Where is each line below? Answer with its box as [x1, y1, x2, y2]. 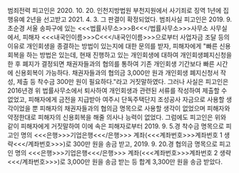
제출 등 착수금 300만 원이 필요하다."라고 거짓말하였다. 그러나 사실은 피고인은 [16, 78, 229, 85]
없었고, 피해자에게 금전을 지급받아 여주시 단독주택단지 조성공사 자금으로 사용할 [7, 95, 225, 103]
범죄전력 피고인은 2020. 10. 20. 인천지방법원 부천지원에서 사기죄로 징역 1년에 [7, 6, 222, 14]
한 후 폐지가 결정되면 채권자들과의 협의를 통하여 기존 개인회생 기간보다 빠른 [7, 60, 215, 68]
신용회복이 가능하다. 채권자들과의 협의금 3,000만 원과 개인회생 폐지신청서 [14, 68, 219, 77]
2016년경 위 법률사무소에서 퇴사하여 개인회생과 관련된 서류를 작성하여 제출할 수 [7, 86, 228, 95]
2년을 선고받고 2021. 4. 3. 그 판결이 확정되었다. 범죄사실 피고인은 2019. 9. [26, 15, 233, 23]
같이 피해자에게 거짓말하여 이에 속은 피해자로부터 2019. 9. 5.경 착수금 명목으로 [7, 122, 225, 130]
